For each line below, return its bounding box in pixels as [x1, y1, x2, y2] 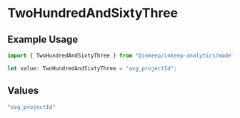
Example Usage [7, 33, 79, 45]
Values [7, 85, 39, 97]
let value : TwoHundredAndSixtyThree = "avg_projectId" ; [7, 65, 177, 72]
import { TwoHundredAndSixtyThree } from [7, 52, 133, 59]
